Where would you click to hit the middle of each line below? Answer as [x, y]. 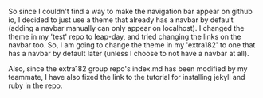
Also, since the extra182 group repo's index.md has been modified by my [128, 69]
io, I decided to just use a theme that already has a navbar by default [121, 20]
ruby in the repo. [35, 85]
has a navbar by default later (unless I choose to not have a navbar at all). [129, 53]
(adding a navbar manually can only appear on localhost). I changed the [126, 28]
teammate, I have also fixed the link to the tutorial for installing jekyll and [127, 77]
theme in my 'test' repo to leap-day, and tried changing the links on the [125, 36]
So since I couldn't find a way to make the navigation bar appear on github [130, 11]
